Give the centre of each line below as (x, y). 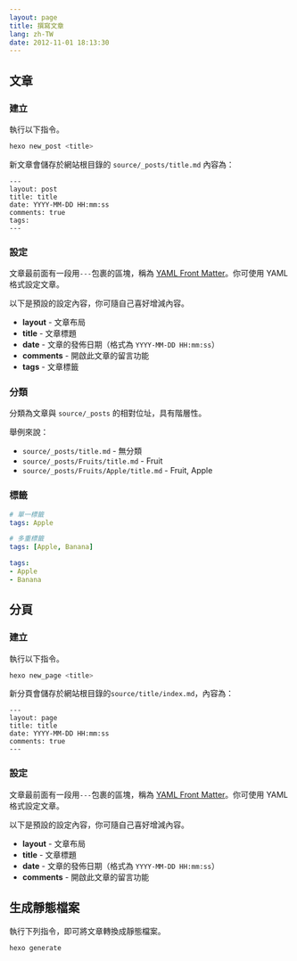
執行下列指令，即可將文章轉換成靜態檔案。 (87, 931)
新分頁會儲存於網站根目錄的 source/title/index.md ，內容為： (122, 694)
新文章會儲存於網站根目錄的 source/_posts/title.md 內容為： (122, 164)
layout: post (33, 189)
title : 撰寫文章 (37, 26)
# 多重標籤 (27, 539)
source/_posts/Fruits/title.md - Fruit (92, 461)
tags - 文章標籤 (50, 367)
